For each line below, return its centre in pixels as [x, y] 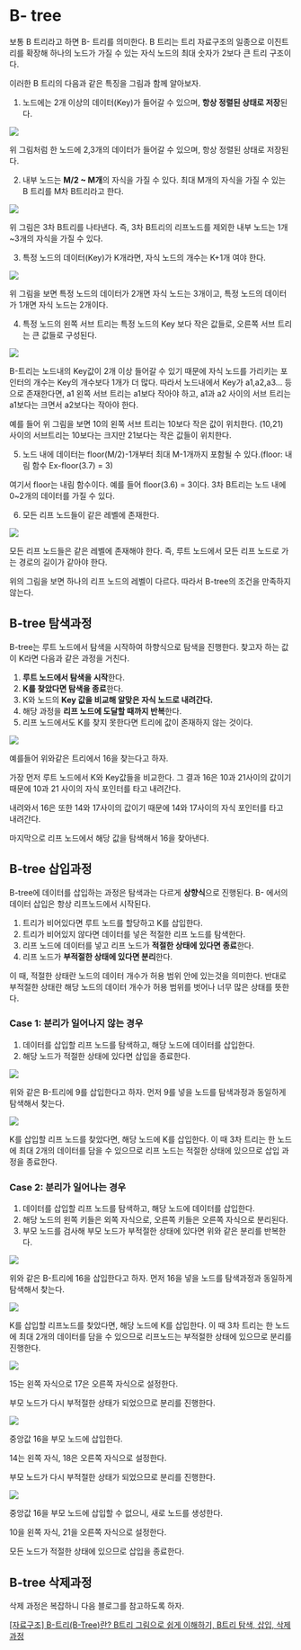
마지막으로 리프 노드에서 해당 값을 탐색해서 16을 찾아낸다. [109, 838]
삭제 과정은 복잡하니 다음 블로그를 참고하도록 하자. [97, 1605]
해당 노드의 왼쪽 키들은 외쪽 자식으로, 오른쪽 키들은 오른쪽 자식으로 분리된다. [155, 1220]
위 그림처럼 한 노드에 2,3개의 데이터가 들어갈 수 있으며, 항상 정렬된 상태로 [137, 149]
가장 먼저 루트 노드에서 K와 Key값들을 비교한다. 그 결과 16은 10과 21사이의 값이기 [150, 777]
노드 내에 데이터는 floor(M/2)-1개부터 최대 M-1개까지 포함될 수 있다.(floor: [152, 454]
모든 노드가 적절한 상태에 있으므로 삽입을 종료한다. [97, 1551]
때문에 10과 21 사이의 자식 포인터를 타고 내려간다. [95, 789]
